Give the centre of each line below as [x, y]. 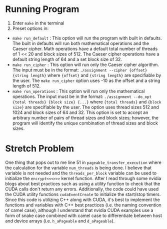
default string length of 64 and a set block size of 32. [67, 59]
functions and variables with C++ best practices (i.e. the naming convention [83, 205]
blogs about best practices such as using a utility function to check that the [83, 183]
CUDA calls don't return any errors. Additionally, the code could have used [82, 189]
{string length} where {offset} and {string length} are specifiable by [87, 75]
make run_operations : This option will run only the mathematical [78, 91]
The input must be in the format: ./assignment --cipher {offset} [80, 70]
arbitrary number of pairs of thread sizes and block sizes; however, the [85, 117]
